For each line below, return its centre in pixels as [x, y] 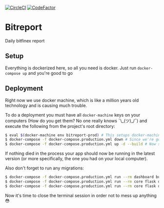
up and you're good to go [48, 73]
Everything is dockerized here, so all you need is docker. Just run [71, 68]
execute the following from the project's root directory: [60, 126]
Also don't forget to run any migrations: [44, 168]
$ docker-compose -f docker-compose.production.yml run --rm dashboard [79, 177]
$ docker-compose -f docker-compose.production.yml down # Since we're [79, 140]
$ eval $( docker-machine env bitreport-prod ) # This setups [68, 135]
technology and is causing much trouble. [46, 105]
